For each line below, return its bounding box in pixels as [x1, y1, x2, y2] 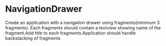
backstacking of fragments [5, 35, 61, 41]
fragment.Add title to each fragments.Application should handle [5, 30, 136, 36]
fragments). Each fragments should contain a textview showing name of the [5, 24, 161, 30]
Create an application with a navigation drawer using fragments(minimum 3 [5, 20, 160, 25]
